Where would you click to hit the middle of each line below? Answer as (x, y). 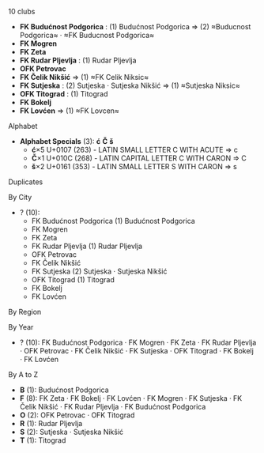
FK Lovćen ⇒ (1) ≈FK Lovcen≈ (70, 111)
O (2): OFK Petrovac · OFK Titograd (77, 415)
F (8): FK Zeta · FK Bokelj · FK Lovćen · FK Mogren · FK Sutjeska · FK (131, 398)
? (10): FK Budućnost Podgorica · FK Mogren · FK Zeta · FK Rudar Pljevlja (138, 342)
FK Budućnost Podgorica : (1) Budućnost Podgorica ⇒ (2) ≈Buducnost (135, 26)
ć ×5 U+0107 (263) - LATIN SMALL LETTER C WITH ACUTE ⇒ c (135, 150)
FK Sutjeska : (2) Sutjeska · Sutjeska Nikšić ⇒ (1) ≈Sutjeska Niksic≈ (130, 85)
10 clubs (22, 11)
